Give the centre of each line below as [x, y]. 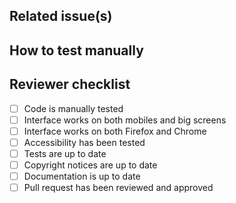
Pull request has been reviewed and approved [118, 188]
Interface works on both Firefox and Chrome [115, 131]
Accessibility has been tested [84, 142]
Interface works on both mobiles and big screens [125, 120]
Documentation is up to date [82, 176]
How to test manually [76, 50]
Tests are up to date [65, 153]
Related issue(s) [61, 16]
